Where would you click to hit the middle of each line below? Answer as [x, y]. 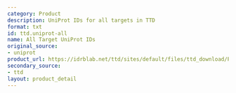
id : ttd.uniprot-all [38, 33]
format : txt [25, 27]
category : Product [34, 14]
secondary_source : [34, 66]
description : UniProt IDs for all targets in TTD [81, 20]
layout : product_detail [42, 79]
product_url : [26, 59]
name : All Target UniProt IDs [52, 40]
